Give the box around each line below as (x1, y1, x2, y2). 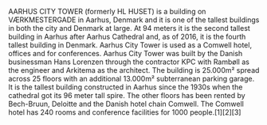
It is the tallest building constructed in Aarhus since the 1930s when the (8, 82, 243, 92)
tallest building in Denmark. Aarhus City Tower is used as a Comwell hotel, (8, 40, 253, 50)
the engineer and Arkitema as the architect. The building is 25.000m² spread (8, 66, 260, 74)
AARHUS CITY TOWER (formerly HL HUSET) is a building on (8, 7, 206, 16)
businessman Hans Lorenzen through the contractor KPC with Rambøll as (8, 57, 249, 66)
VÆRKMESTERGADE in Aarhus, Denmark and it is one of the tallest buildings (8, 15, 260, 25)
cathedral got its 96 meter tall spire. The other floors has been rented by (8, 91, 245, 100)
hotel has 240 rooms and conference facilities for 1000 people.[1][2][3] (8, 108, 241, 117)
